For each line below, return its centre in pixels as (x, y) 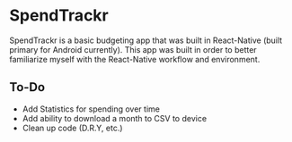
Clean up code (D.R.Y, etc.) (72, 128)
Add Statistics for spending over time (91, 109)
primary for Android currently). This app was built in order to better (133, 49)
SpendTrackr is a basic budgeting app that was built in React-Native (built (146, 40)
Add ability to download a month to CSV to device (115, 118)
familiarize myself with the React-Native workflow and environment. (135, 59)
